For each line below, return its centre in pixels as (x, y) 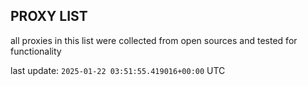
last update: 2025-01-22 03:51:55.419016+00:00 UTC (118, 70)
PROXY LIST (49, 16)
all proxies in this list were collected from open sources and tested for (154, 40)
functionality (36, 51)
